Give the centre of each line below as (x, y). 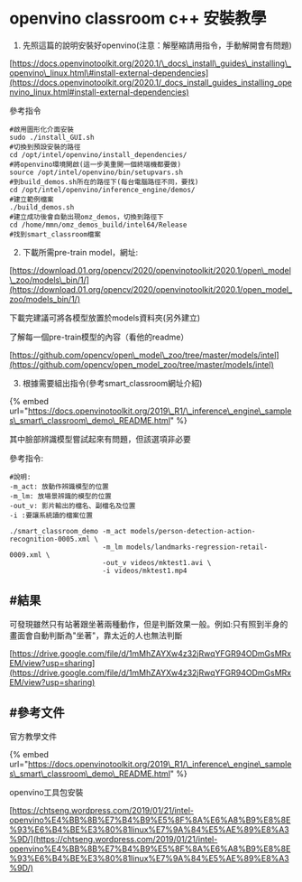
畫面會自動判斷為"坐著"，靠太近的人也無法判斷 (96, 635)
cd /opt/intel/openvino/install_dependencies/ (98, 154)
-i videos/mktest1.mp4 (145, 571)
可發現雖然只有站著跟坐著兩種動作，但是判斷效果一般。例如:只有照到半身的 (149, 624)
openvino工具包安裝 (46, 792)
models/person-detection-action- (193, 531)
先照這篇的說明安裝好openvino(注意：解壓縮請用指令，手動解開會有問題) (157, 45)
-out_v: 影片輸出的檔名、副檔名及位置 (73, 506)
